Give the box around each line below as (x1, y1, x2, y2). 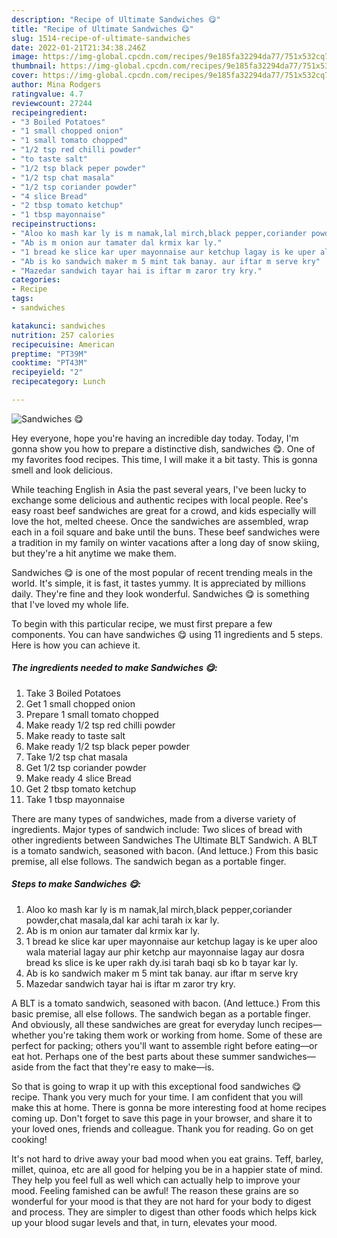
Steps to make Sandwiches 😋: (11, 878, 142, 890)
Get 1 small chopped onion (25, 697, 136, 710)
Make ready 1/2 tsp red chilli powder (25, 719, 176, 731)
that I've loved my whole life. (11, 598, 129, 610)
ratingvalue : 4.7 (11, 89, 84, 99)
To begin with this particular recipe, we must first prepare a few (11, 617, 273, 630)
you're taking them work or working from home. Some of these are (47, 1029, 323, 1041)
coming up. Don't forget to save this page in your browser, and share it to (11, 1112, 313, 1124)
